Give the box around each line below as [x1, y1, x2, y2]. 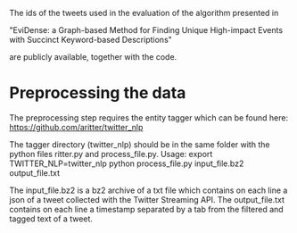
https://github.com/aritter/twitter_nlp [9, 121, 144, 132]
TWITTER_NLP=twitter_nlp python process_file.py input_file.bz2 [9, 158, 244, 169]
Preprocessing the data [9, 83, 186, 104]
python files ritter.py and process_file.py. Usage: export [9, 148, 213, 159]
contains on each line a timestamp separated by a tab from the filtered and [9, 204, 284, 214]
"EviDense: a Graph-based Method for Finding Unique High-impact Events [9, 25, 284, 35]
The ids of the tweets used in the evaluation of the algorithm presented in [9, 8, 279, 18]
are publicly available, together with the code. [9, 52, 177, 62]
